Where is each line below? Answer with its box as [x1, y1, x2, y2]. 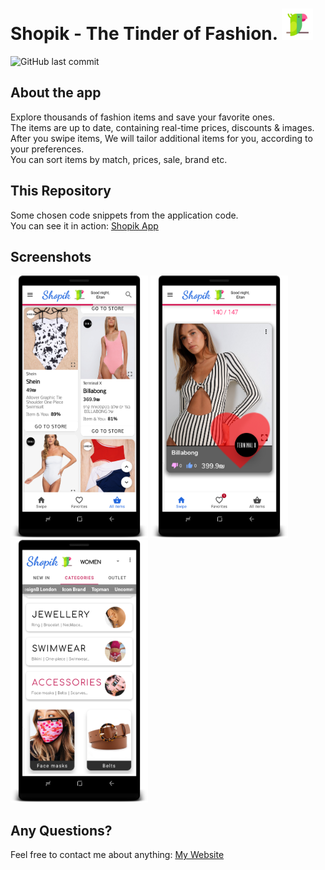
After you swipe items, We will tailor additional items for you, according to [10, 132, 313, 144]
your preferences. [10, 143, 85, 155]
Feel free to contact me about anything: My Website [10, 849, 225, 861]
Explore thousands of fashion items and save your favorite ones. [10, 111, 276, 123]
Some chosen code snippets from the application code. [10, 209, 239, 221]
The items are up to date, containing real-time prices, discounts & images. [10, 121, 315, 133]
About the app [10, 84, 102, 102]
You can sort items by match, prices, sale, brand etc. [10, 153, 228, 165]
